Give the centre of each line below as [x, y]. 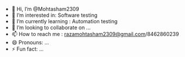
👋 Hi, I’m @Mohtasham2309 [45, 9]
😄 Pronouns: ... [30, 42]
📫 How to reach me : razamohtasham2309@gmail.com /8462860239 [95, 34]
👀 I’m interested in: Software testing [54, 15]
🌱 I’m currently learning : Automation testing [64, 21]
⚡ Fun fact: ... [27, 49]
